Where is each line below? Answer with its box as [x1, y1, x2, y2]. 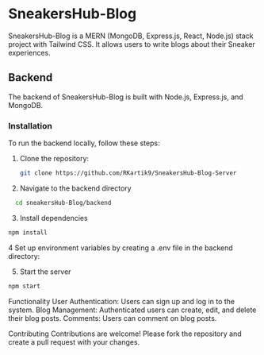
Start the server [19, 267, 71, 276]
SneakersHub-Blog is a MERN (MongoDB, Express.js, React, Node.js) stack [8, 31, 254, 41]
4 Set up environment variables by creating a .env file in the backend [8, 243, 234, 253]
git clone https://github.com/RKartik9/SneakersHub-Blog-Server [19, 169, 237, 177]
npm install [8, 228, 48, 237]
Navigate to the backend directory [19, 183, 132, 193]
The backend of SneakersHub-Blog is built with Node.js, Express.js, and [8, 92, 243, 102]
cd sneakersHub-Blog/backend [15, 199, 112, 206]
